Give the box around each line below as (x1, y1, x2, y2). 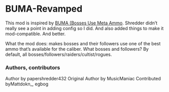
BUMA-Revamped (5, 3, 83, 15)
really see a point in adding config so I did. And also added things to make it (5, 25, 164, 31)
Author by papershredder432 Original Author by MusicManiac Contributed (5, 76, 161, 82)
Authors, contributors (5, 64, 60, 71)
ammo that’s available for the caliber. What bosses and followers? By (5, 46, 149, 52)
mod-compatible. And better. (5, 30, 66, 37)
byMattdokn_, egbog (5, 81, 49, 87)
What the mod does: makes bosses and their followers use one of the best (5, 40, 161, 46)
